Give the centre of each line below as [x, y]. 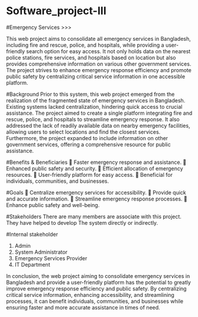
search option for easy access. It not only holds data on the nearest [108, 51]
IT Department [32, 264]
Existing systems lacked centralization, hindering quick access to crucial [94, 106]
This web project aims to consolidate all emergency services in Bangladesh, [98, 38]
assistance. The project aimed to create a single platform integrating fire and [99, 113]
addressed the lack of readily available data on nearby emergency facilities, [98, 125]
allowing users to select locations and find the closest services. [83, 132]
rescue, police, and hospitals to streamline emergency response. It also [93, 119]
